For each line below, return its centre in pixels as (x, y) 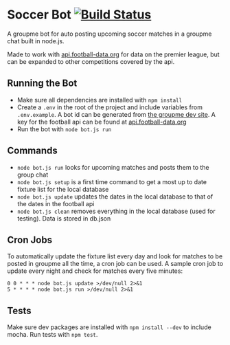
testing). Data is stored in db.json (64, 218)
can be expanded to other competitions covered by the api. (91, 61)
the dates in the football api (56, 203)
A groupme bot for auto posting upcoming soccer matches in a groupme (110, 34)
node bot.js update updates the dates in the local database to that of (115, 197)
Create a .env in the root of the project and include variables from (110, 107)
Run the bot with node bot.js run (64, 129)
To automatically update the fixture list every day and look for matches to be (115, 256)
